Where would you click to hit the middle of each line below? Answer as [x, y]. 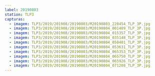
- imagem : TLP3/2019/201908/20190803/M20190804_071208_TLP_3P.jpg [80, 65]
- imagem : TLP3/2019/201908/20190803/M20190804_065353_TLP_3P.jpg [80, 51]
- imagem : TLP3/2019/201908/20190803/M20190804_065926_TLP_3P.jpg [80, 61]
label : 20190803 [21, 10]
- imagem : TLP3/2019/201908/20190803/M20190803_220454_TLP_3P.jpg [80, 24]
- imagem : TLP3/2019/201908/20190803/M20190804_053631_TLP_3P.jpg [80, 47]
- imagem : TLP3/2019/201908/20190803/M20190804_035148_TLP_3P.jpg [80, 38]
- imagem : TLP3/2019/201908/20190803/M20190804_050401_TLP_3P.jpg [80, 42]
